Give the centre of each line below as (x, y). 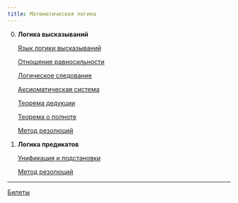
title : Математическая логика (52, 14)
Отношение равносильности (61, 62)
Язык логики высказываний (59, 48)
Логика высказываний (53, 34)
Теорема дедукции (46, 103)
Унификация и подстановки (59, 158)
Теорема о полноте (47, 116)
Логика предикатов (48, 144)
